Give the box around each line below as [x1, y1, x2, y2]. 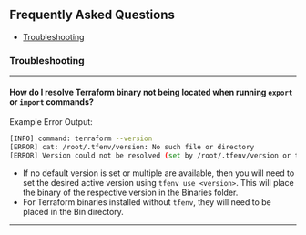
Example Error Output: [9, 117, 93, 128]
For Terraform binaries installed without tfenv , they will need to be [22, 196, 271, 208]
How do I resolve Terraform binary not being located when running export [9, 87, 293, 97]
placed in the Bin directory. [22, 206, 125, 217]
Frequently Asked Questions [9, 7, 176, 23]
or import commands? [9, 96, 94, 107]
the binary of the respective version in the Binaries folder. [22, 187, 239, 198]
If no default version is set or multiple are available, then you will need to [22, 168, 295, 179]
